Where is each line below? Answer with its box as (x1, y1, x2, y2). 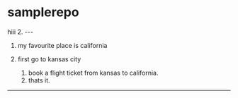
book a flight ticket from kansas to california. (28, 68, 159, 77)
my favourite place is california (17, 41, 108, 49)
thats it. (28, 75, 51, 85)
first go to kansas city (17, 54, 81, 63)
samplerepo (7, 4, 79, 20)
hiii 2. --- (7, 27, 34, 36)
